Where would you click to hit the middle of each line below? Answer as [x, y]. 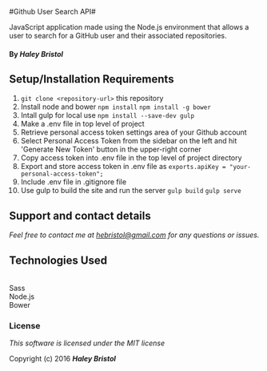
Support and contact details [80, 216]
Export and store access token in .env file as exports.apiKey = [123, 167]
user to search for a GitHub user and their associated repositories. [118, 36]
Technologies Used [58, 260]
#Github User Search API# [53, 12]
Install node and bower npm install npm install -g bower [116, 107]
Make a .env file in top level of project [82, 124]
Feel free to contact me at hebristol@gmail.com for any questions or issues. [134, 235]
